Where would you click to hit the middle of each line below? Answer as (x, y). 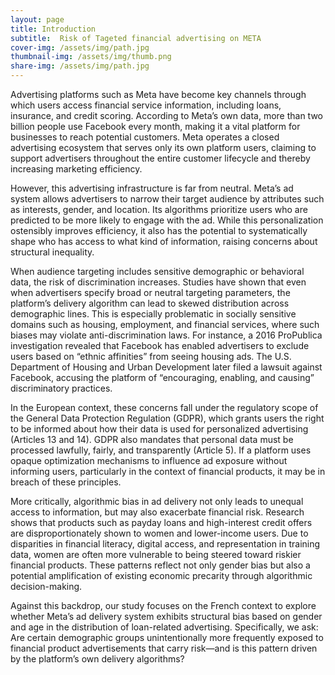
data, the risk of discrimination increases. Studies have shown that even (158, 282)
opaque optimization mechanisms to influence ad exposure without (149, 460)
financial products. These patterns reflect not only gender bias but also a (160, 565)
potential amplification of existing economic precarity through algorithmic (161, 575)
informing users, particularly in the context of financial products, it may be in (168, 471)
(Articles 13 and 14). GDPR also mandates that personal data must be (152, 439)
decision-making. (46, 586)
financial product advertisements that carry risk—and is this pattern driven (164, 648)
